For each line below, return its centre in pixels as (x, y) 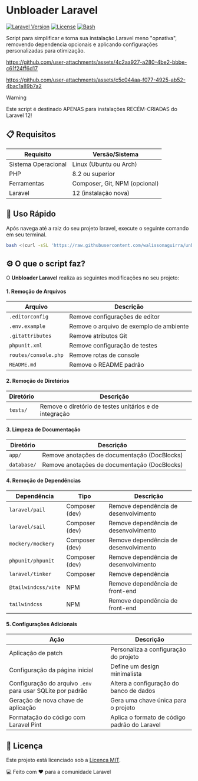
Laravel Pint (25, 725)
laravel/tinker (30, 574)
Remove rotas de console (104, 355)
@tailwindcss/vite (35, 588)
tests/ (18, 410)
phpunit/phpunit (32, 561)
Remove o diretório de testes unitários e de (99, 406)
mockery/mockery (32, 544)
